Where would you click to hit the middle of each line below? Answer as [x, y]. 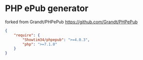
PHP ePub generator [47, 8]
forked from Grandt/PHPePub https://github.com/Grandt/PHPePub [71, 22]
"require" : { [27, 35]
